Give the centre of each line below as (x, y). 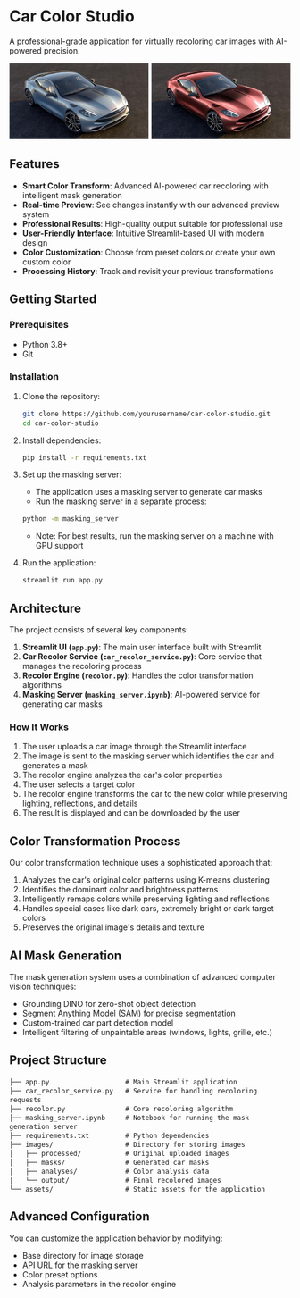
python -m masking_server (70, 519)
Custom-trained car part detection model (98, 1022)
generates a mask (55, 766)
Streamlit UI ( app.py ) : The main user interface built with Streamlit (142, 647)
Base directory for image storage (83, 1255)
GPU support (59, 546)
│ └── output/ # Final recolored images (115, 1180)
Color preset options (60, 1274)
